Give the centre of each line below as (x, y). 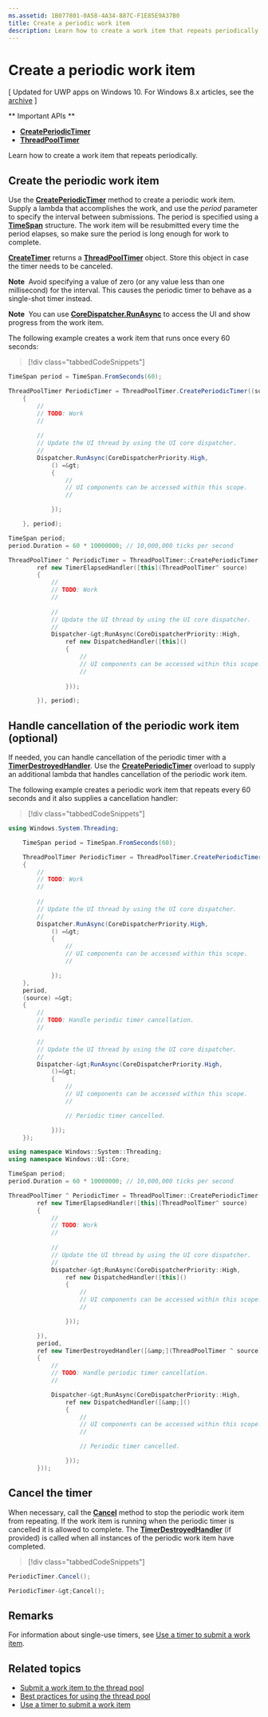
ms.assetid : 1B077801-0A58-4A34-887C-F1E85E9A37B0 (94, 16)
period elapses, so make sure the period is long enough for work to (118, 234)
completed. (27, 1546)
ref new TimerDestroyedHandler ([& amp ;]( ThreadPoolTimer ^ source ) (150, 1350)
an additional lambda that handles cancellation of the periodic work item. (128, 775)
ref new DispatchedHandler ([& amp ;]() (128, 1402)
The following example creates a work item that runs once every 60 (119, 338)
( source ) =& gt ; (48, 998)
